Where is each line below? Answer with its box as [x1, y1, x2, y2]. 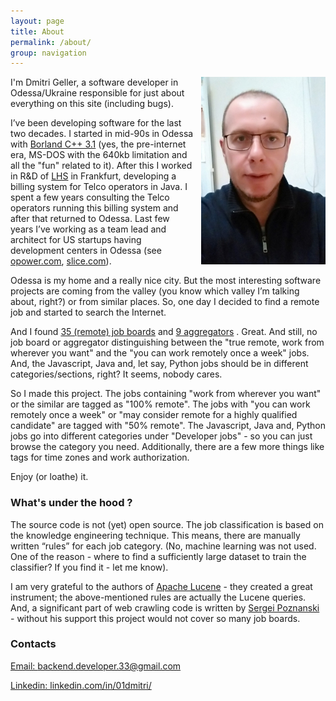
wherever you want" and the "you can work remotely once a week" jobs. [10, 347, 310, 359]
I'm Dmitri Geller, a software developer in [10, 76, 179, 89]
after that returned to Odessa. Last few [10, 213, 170, 225]
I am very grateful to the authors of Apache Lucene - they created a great [10, 580, 313, 592]
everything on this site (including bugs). [10, 98, 174, 110]
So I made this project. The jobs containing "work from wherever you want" [10, 388, 322, 400]
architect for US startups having [10, 234, 142, 246]
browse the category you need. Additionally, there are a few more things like [10, 441, 325, 453]
